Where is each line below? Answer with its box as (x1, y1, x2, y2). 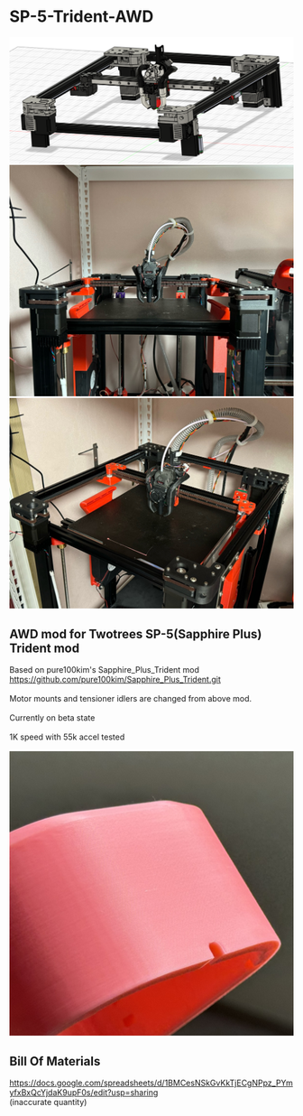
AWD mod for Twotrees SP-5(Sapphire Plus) (9, 626, 262, 642)
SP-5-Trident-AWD (9, 6, 154, 27)
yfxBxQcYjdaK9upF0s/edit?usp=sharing (9, 1087, 159, 1098)
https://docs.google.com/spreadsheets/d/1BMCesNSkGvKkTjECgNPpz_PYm (9, 1077, 293, 1089)
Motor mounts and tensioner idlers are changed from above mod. (9, 693, 252, 704)
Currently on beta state (9, 712, 96, 723)
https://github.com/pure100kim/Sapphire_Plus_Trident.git (9, 674, 221, 685)
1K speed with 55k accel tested (9, 731, 125, 742)
